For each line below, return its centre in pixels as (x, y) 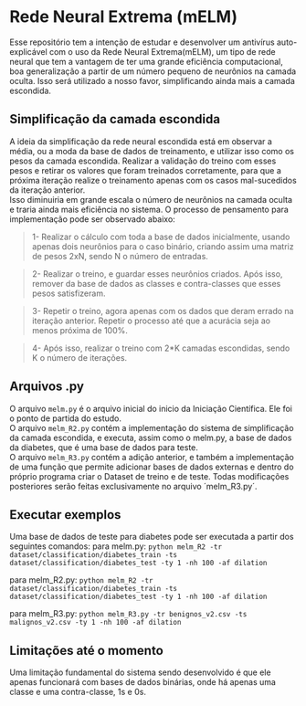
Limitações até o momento (87, 650)
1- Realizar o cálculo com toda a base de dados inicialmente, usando (161, 237)
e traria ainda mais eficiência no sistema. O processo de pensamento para (149, 209)
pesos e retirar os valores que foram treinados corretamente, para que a (145, 170)
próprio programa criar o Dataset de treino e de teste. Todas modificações (149, 476)
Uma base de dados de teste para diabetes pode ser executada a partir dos (152, 537)
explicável (28, 51)
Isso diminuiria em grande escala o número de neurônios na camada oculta (151, 199)
